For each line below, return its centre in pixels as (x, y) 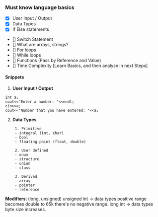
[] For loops (24, 50)
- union (23, 163)
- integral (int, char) (39, 133)
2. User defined (32, 150)
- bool (21, 137)
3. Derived (26, 176)
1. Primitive (28, 129)
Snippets (15, 77)
